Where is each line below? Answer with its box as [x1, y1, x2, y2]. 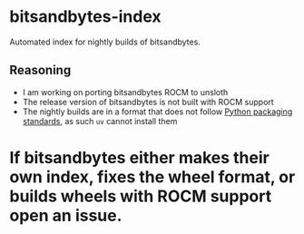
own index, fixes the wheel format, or [9, 166, 296, 187]
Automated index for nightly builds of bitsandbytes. [9, 36, 201, 47]
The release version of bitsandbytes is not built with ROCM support [22, 96, 274, 107]
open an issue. [9, 205, 123, 226]
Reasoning [9, 63, 72, 78]
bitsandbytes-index [9, 6, 162, 27]
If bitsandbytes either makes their [9, 147, 270, 168]
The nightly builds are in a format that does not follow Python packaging [22, 106, 293, 117]
